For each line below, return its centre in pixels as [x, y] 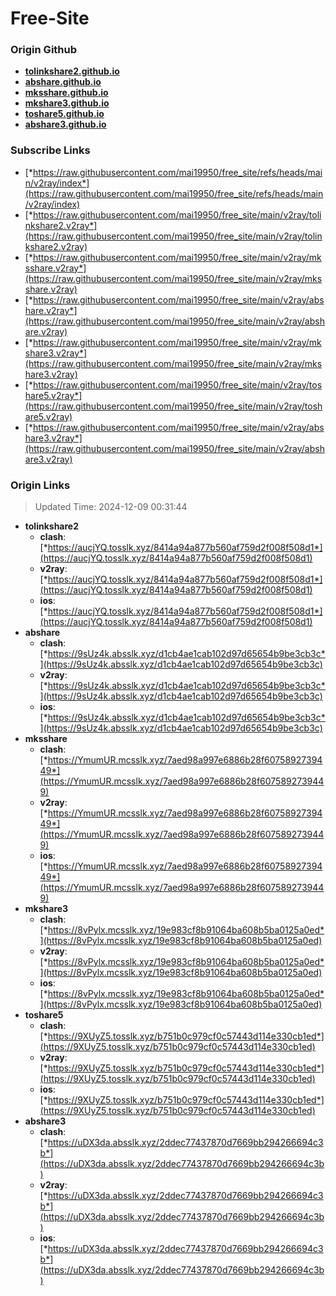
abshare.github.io [63, 82]
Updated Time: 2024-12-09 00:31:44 [111, 507]
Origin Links [40, 485]
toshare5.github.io [64, 114]
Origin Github [44, 50]
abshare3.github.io [65, 124]
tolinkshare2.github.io [72, 71]
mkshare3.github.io [67, 103]
